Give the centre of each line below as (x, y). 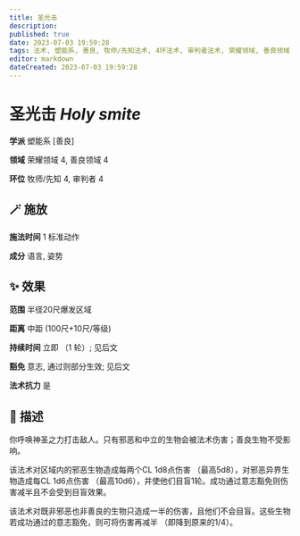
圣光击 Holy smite (75, 115)
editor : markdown (42, 59)
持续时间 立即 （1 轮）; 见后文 (63, 348)
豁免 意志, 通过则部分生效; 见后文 (70, 366)
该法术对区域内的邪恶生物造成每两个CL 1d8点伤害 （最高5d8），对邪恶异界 (146, 470)
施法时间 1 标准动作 (45, 237)
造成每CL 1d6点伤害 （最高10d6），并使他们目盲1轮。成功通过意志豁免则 (149, 481)
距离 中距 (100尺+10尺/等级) (60, 329)
